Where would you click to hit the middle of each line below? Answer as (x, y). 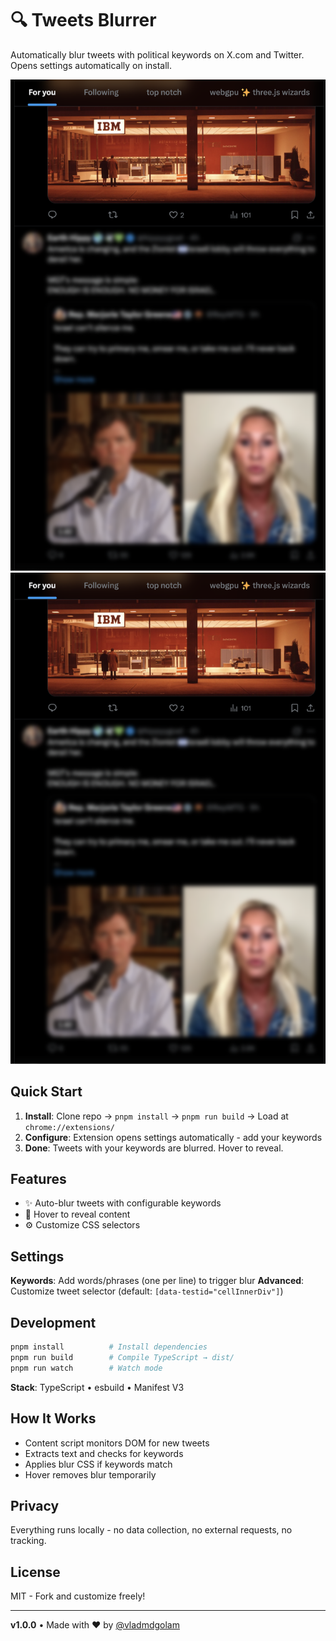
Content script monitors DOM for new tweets (117, 1443)
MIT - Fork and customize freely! (78, 1596)
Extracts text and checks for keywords (104, 1453)
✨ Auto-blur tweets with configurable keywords (123, 1203)
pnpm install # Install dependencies (109, 1347)
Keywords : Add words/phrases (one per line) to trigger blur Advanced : (157, 1281)
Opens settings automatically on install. (91, 65)
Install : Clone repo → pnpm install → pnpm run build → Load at (156, 1116)
